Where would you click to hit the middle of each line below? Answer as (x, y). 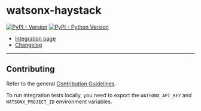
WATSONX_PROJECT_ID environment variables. (59, 101)
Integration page (35, 38)
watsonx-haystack (54, 10)
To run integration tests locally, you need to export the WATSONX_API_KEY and (99, 95)
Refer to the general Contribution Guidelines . (61, 84)
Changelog (28, 45)
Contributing (31, 69)
